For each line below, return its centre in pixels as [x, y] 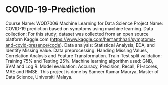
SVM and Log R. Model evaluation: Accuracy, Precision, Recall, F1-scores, [82, 66]
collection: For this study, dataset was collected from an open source [77, 34]
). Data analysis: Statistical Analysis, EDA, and [107, 45]
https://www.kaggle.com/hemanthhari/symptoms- [103, 39]
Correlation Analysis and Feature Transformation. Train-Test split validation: [84, 55]
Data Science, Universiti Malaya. [39, 77]
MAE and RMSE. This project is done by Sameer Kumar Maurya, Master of [82, 71]
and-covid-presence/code [33, 45]
